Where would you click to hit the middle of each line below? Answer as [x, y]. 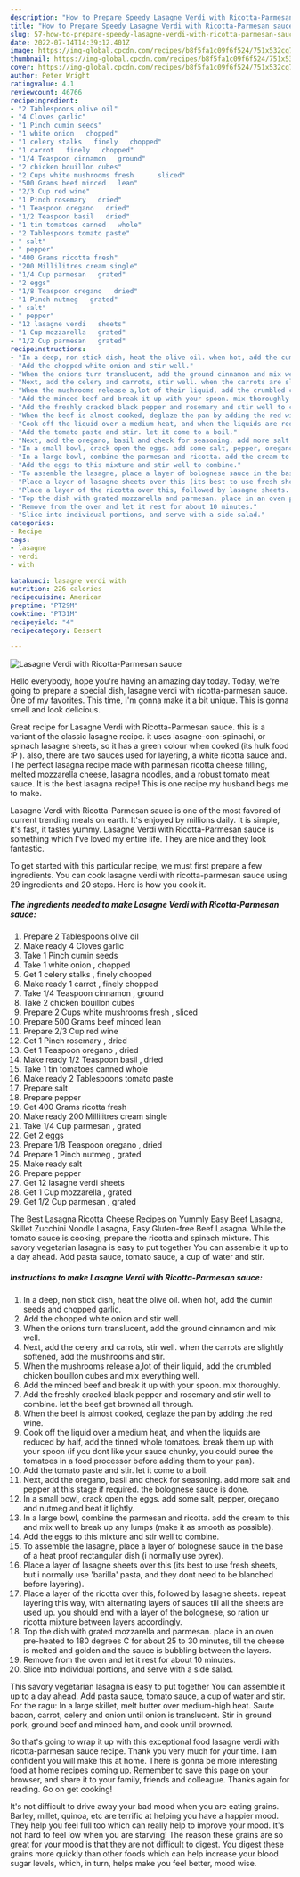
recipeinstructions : [49, 349]
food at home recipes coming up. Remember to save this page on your [139, 1770]
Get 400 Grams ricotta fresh [75, 1107]
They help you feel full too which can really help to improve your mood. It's [147, 1825]
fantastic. [27, 848]
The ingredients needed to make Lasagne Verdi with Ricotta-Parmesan [145, 905]
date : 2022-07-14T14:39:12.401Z [70, 42]
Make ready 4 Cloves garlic [73, 946]
